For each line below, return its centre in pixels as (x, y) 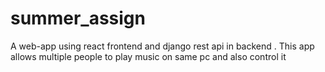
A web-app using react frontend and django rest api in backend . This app (162, 46)
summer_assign (78, 18)
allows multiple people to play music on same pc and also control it (148, 56)
